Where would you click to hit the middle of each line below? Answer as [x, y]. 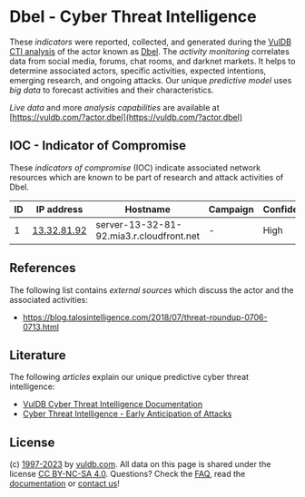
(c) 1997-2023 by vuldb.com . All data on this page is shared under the [140, 464]
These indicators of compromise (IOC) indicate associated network [135, 167]
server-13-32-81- [138, 224]
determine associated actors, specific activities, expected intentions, [138, 71]
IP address [59, 209]
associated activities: [49, 299]
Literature [38, 355]
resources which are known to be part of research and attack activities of [147, 177]
